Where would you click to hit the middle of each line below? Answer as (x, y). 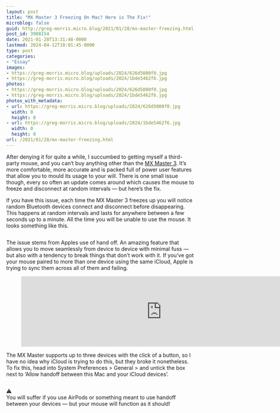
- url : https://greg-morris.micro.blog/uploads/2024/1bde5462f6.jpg (93, 123)
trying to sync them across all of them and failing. (67, 268)
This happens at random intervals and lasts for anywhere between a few (95, 212)
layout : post (22, 12)
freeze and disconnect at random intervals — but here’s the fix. (84, 189)
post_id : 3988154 (28, 34)
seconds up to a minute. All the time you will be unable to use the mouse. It (99, 219)
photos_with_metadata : (34, 101)
